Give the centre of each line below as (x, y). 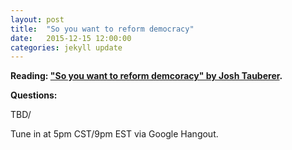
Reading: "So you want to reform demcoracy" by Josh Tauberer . (146, 76)
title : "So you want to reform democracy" (102, 29)
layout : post (37, 19)
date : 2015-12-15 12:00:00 (71, 38)
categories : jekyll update (66, 47)
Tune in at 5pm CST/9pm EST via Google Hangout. (114, 134)
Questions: (34, 95)
